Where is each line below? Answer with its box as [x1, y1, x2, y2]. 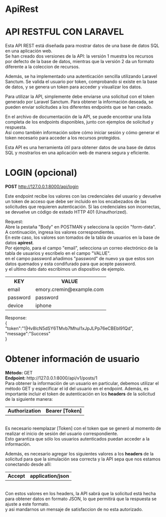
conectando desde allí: [5, 461, 52, 467]
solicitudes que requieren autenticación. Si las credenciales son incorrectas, [5, 204, 161, 210]
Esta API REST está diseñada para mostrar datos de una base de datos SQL [5, 43, 160, 49]
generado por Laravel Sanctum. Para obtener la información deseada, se [5, 99, 154, 105]
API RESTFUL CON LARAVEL [5, 26, 124, 38]
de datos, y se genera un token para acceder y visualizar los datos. [5, 84, 142, 90]
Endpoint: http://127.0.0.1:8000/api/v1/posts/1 [5, 375, 98, 381]
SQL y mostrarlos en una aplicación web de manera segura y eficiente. [5, 150, 150, 156]
